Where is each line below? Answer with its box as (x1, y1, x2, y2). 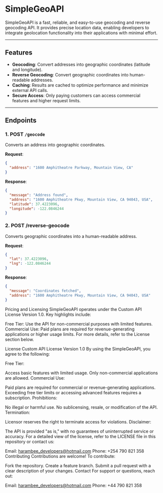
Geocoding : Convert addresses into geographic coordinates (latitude (12, 61, 150, 67)
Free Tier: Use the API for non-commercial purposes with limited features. (5, 321, 153, 327)
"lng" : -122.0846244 (9, 261, 51, 266)
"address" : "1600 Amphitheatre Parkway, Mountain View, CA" (9, 165, 133, 170)
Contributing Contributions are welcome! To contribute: (5, 453, 115, 459)
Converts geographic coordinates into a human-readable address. (5, 233, 137, 239)
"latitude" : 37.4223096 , (9, 201, 60, 206)
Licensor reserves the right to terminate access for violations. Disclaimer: (5, 419, 151, 424)
